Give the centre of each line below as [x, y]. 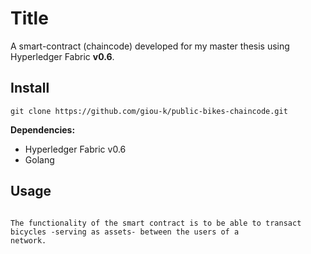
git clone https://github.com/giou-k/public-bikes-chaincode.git [149, 111]
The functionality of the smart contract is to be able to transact [156, 223]
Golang [39, 159]
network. [28, 240]
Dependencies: [43, 129]
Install [30, 88]
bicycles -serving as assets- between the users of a [125, 232]
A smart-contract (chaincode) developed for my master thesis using [150, 46]
